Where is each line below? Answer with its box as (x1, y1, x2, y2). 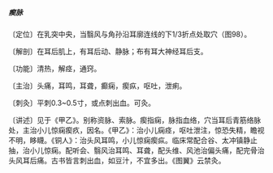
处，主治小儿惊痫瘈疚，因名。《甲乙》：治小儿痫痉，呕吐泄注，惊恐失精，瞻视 (8, 125, 265, 135)
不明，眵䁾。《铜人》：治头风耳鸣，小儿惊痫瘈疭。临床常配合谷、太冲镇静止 (8, 135, 258, 145)
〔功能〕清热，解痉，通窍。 (8, 63, 102, 73)
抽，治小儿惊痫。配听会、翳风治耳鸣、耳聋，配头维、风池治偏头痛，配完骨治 (8, 146, 265, 155)
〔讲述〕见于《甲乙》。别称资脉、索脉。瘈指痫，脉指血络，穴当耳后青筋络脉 (8, 115, 262, 124)
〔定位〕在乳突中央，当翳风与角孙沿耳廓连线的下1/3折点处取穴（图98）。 (8, 29, 252, 39)
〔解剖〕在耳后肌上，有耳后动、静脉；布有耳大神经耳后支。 (8, 46, 208, 56)
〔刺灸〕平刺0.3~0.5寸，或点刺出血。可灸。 (8, 98, 156, 108)
